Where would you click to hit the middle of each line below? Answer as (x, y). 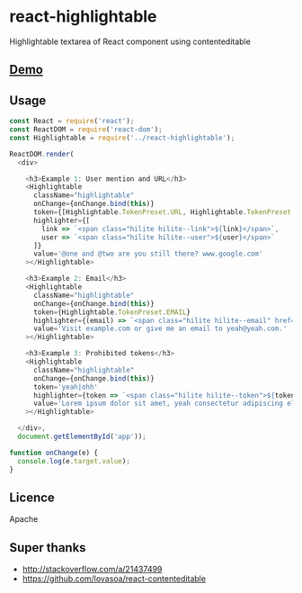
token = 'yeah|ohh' (66, 387)
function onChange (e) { (54, 453)
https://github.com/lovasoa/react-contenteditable (114, 579)
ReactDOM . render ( (42, 154)
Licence (32, 497)
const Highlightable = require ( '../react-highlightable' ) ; (122, 138)
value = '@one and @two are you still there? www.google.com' (148, 254)
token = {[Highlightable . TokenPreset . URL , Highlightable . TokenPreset (162, 212)
